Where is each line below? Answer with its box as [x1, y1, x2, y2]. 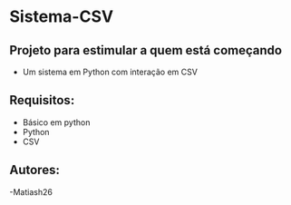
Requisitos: [9, 93, 75, 108]
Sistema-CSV [9, 6, 114, 27]
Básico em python [22, 116, 91, 128]
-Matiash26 [9, 186, 53, 197]
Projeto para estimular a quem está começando [9, 43, 283, 58]
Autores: [9, 162, 61, 178]
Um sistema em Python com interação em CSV [22, 66, 198, 77]
